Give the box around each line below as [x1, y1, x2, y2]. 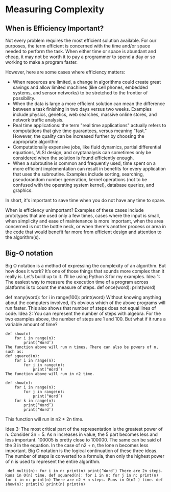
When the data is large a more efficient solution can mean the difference [12, 101, 165, 107]
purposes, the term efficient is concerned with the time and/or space [5, 43, 151, 49]
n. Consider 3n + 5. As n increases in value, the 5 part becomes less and [5, 431, 158, 437]
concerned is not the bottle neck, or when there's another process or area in [5, 224, 166, 229]
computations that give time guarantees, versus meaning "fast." [12, 128, 147, 134]
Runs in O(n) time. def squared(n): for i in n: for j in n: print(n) [5, 473, 159, 478]
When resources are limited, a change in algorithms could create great [12, 79, 161, 85]
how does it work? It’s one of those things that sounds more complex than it [5, 268, 165, 274]
